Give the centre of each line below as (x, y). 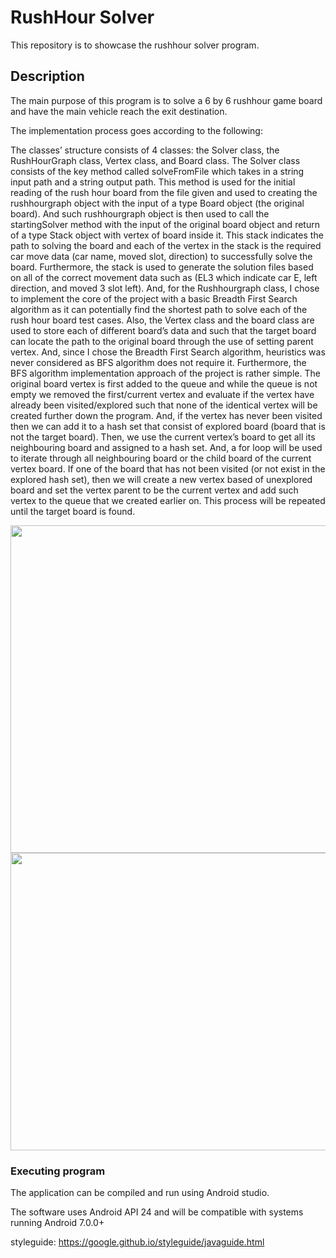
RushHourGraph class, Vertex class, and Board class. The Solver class (155, 160)
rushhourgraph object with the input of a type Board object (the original (157, 203)
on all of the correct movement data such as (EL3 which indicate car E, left (164, 277)
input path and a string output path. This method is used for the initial (153, 182)
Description (47, 76)
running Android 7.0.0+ (57, 1223)
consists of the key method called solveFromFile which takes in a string (157, 171)
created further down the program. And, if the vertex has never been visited (166, 415)
